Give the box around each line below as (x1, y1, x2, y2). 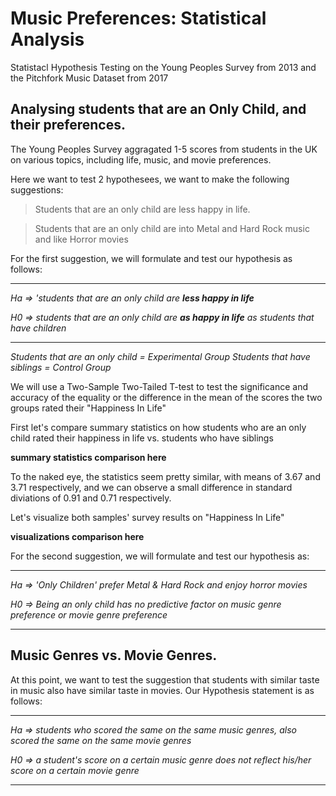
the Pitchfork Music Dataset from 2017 (10, 72, 169, 84)
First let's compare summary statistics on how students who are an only (10, 421, 307, 433)
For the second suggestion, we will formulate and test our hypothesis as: (10, 550, 310, 562)
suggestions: (10, 183, 64, 196)
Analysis (10, 28, 85, 51)
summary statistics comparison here (10, 451, 167, 463)
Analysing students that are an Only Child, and (10, 101, 307, 118)
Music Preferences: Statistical (10, 7, 267, 30)
